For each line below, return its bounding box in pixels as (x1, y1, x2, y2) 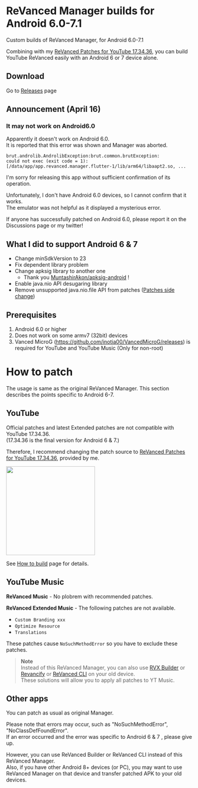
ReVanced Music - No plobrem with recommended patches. (6, 592, 154, 600)
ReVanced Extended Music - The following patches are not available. (6, 604, 176, 611)
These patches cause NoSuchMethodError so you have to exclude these (6, 640, 178, 647)
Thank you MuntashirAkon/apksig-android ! (23, 274, 130, 281)
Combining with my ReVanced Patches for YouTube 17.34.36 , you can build (6, 47, 188, 55)
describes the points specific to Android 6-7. (6, 391, 114, 398)
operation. (6, 180, 31, 187)
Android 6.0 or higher (14, 326, 67, 333)
